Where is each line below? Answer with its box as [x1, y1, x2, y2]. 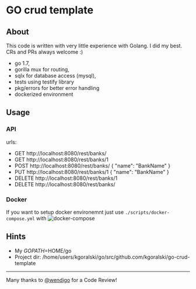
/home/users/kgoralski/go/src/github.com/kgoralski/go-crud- [42, 253, 190, 260]
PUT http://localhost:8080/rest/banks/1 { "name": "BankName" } [14, 168, 169, 175]
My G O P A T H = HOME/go [14, 247, 72, 254]
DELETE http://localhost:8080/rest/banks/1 [14, 175, 118, 182]
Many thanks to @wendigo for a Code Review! [6, 276, 118, 283]
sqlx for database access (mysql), [14, 72, 96, 79]
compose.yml [6, 215, 35, 222]
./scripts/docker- [125, 210, 170, 215]
